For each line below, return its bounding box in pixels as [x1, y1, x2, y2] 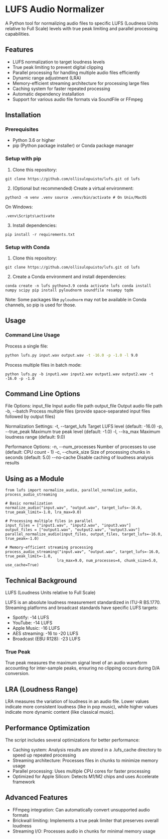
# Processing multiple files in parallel [5, 519, 93, 524]
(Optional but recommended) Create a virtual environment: [12, 185, 134, 191]
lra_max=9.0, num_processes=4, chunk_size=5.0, [57, 558, 158, 563]
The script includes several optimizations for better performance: [5, 737, 140, 743]
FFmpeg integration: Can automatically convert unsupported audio [12, 806, 150, 813]
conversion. [5, 670, 30, 677]
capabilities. [5, 31, 30, 37]
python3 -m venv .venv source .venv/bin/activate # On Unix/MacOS [5, 195, 147, 200]
